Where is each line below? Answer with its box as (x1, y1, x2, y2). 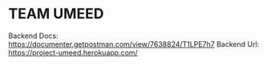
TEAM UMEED (8, 5, 104, 23)
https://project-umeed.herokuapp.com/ (8, 48, 138, 57)
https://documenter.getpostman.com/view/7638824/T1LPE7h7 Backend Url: (8, 39, 260, 48)
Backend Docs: (8, 31, 59, 40)
